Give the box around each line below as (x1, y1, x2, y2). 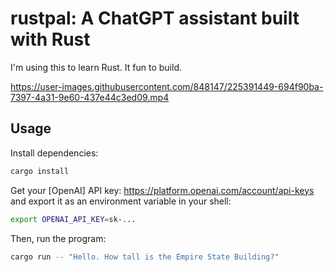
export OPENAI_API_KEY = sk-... (10, 214, 137, 224)
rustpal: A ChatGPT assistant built (10, 7, 300, 30)
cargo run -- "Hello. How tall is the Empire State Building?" (10, 252, 280, 262)
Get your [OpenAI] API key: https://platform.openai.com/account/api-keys (10, 184, 315, 196)
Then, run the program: (10, 232, 107, 244)
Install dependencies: (10, 147, 99, 159)
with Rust (10, 28, 91, 51)
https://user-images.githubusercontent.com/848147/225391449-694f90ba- (10, 80, 324, 92)
